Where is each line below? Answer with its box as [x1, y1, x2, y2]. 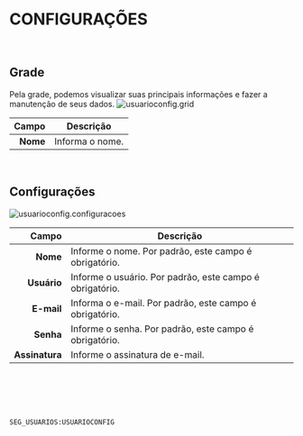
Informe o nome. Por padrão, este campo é [70, 244, 252, 257]
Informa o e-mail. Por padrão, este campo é [70, 296, 257, 309]
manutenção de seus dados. [9, 98, 115, 109]
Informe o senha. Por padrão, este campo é [70, 322, 254, 335]
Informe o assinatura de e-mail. [70, 348, 205, 360]
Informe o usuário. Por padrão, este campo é [70, 270, 260, 283]
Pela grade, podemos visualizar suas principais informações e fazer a [9, 88, 268, 99]
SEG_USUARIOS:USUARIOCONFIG [9, 417, 115, 427]
